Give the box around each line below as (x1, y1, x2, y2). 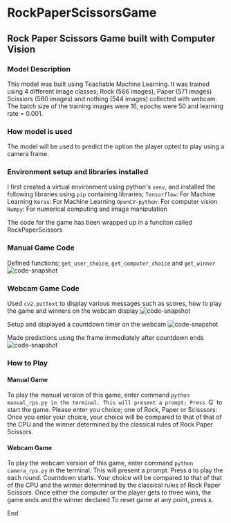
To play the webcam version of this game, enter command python (7, 459, 194, 468)
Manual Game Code (7, 243, 75, 252)
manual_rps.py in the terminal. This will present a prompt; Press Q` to (7, 398, 223, 406)
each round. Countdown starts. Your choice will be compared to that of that (7, 474, 223, 482)
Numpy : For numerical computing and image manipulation (7, 205, 167, 213)
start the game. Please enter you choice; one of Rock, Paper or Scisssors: (7, 406, 218, 414)
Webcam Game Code (7, 283, 80, 293)
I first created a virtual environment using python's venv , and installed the (7, 182, 216, 191)
